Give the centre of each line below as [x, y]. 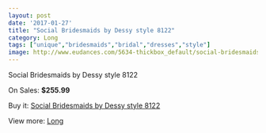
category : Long [33, 38]
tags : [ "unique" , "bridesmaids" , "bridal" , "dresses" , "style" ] [110, 45]
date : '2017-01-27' [40, 23]
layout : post [30, 15]
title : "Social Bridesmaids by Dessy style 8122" [92, 30]
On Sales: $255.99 [39, 90]
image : [19, 52]
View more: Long [36, 121]
